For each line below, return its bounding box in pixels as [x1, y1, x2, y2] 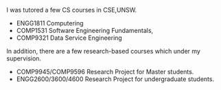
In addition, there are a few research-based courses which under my [6, 47, 200, 55]
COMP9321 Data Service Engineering [16, 34, 123, 42]
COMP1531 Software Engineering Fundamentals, [16, 27, 154, 34]
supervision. [6, 54, 42, 63]
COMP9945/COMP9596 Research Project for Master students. [16, 68, 194, 76]
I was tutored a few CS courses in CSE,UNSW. [6, 6, 137, 14]
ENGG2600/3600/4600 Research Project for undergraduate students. [16, 75, 214, 83]
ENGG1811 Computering [16, 19, 84, 27]
